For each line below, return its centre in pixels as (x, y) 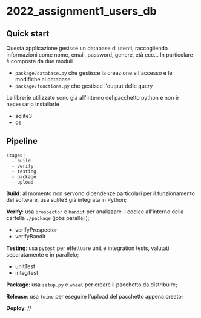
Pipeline (22, 141)
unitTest (25, 266)
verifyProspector (36, 230)
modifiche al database (43, 79)
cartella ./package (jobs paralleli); (48, 218)
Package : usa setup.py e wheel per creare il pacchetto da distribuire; (92, 285)
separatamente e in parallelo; (43, 254)
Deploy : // (19, 308)
